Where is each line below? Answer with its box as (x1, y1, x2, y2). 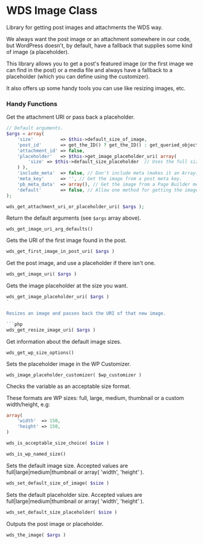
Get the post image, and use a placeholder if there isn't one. (6, 260, 156, 267)
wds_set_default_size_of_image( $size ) (6, 480, 110, 486)
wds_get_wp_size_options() (6, 349, 74, 356)
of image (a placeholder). (6, 48, 69, 55)
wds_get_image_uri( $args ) (6, 271, 77, 277)
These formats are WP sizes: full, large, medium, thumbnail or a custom (6, 394, 184, 401)
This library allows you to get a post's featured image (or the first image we (6, 60, 193, 67)
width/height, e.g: (6, 401, 50, 408)
